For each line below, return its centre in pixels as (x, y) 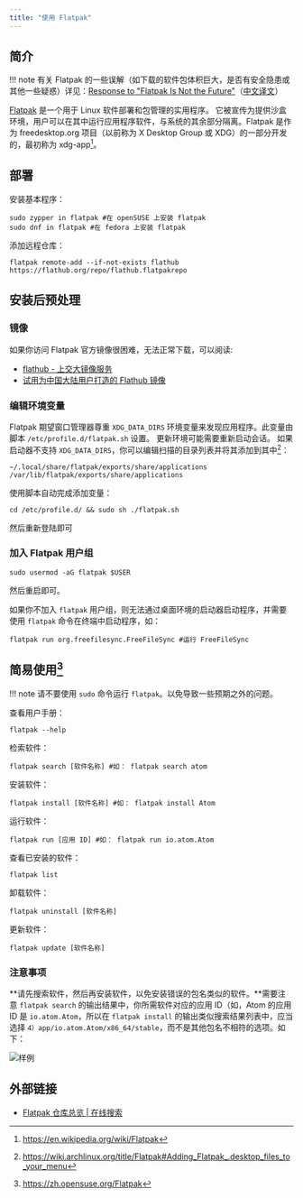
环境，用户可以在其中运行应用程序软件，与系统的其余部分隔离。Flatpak (142, 122)
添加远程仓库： (37, 245)
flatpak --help (38, 730)
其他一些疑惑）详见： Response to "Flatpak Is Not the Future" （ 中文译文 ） (146, 91)
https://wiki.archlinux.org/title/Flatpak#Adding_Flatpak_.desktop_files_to (156, 1157)
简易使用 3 (37, 668)
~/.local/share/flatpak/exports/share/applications (108, 467)
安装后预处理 (45, 300)
